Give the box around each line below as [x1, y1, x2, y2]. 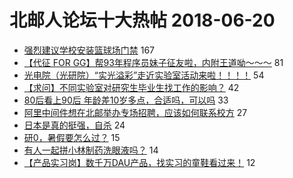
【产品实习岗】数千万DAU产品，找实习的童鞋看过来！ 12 [23, 156, 256, 168]
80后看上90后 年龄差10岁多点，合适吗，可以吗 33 [23, 94, 229, 106]
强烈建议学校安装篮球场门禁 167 [23, 44, 156, 56]
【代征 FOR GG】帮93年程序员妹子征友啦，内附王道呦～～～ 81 [23, 56, 284, 68]
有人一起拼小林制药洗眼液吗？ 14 [23, 144, 159, 156]
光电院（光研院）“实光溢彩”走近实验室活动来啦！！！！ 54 [23, 69, 265, 81]
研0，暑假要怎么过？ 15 [23, 131, 121, 143]
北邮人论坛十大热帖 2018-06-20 [9, 9, 276, 32]
